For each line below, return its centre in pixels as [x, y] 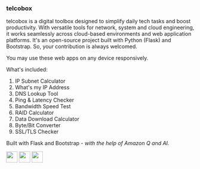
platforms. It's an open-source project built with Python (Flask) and [89, 40]
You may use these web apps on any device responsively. [77, 58]
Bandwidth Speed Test [43, 107]
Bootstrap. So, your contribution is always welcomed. [72, 46]
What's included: [27, 70]
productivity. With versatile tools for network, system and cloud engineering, [100, 27]
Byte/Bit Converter [38, 126]
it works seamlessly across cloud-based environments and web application [99, 34]
